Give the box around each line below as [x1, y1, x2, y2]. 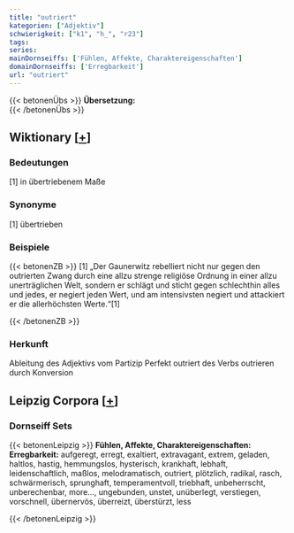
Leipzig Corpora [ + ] [9, 393, 119, 408]
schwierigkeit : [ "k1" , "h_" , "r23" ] [9, 29, 144, 38]
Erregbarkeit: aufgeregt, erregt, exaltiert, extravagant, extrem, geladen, [9, 449, 270, 460]
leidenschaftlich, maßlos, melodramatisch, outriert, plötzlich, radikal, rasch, [9, 468, 283, 479]
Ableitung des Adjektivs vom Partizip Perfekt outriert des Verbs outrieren [9, 358, 275, 368]
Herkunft [9, 337, 49, 350]
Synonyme [9, 198, 57, 211]
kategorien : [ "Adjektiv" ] [9, 21, 104, 30]
